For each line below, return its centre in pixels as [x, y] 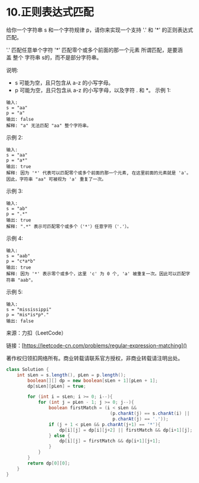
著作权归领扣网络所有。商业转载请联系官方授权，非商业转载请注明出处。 [94, 358]
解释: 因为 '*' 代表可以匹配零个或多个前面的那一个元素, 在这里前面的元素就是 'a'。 [99, 173]
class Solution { [28, 369]
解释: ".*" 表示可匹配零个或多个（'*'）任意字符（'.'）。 [69, 226]
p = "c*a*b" [21, 261]
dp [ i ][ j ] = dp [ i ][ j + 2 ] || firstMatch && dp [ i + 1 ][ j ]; [126, 430]
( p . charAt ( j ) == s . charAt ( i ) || [150, 414]
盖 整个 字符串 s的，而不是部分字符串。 [54, 57]
